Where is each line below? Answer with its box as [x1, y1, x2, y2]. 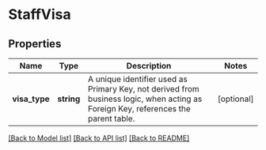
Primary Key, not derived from [88, 84, 199, 94]
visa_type [12, 93, 50, 104]
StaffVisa [8, 6, 71, 24]
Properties [8, 37, 62, 51]
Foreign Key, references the [88, 103, 192, 114]
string [57, 93, 81, 104]
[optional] [217, 93, 254, 104]
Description [126, 61, 172, 71]
